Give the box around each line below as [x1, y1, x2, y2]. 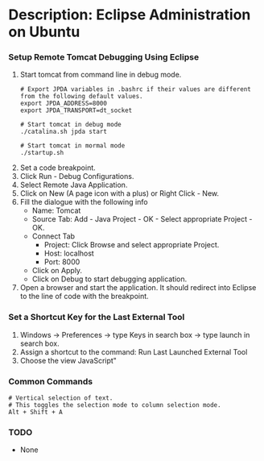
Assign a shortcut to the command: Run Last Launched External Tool [19, 347, 248, 356]
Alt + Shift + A [8, 409, 63, 417]
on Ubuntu [8, 23, 80, 41]
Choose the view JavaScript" [19, 355, 117, 365]
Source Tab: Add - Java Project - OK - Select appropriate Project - [31, 214, 253, 224]
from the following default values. [19, 93, 143, 101]
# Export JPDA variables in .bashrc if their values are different [19, 85, 251, 93]
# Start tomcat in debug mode [19, 121, 122, 129]
